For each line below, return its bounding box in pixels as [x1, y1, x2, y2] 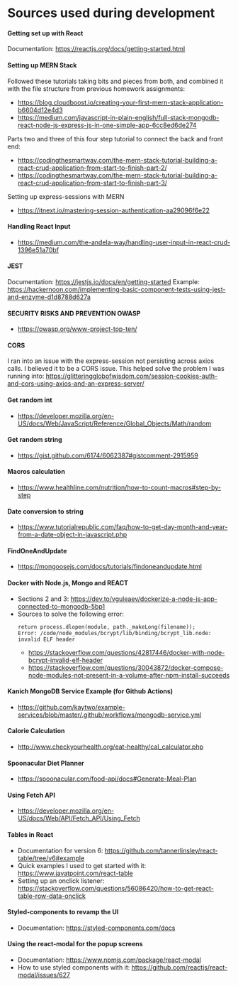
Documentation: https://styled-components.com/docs [17, 923, 176, 932]
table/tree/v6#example [17, 854, 85, 862]
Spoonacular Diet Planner [7, 759, 85, 767]
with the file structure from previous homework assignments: [7, 84, 186, 93]
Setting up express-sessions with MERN [7, 192, 125, 200]
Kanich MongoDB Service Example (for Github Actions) [7, 687, 174, 695]
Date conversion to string [7, 506, 84, 516]
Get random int [7, 396, 52, 404]
